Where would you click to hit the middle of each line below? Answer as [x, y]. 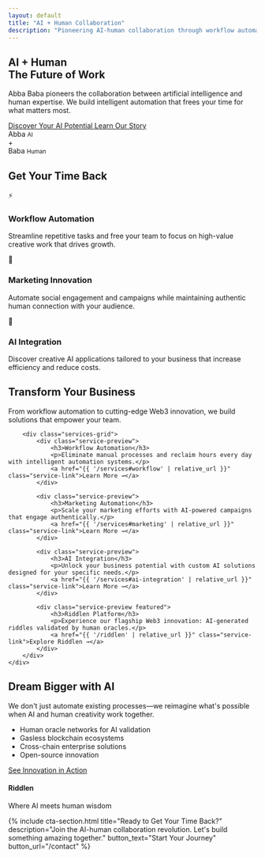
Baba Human [27, 151]
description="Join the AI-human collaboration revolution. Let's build [118, 829]
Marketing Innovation [50, 280]
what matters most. [39, 111]
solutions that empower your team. [65, 419]
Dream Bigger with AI [62, 687]
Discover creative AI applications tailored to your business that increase [125, 359]
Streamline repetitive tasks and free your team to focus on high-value [121, 236]
